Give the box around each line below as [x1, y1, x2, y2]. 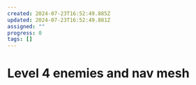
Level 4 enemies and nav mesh [7, 66, 190, 82]
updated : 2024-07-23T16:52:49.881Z [7, 17, 111, 23]
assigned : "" [7, 23, 45, 30]
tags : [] [7, 36, 33, 43]
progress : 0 [7, 29, 42, 37]
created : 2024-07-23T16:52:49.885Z [7, 10, 111, 17]
